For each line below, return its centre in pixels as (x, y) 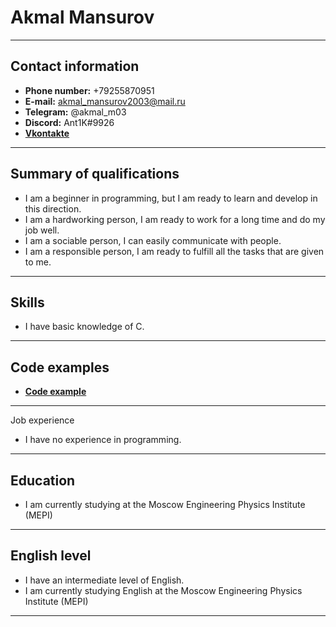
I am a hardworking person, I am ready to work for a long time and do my (175, 219)
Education (43, 480)
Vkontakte (47, 133)
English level (51, 556)
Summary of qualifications (95, 174)
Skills (27, 302)
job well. (42, 230)
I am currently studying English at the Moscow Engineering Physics (163, 590)
